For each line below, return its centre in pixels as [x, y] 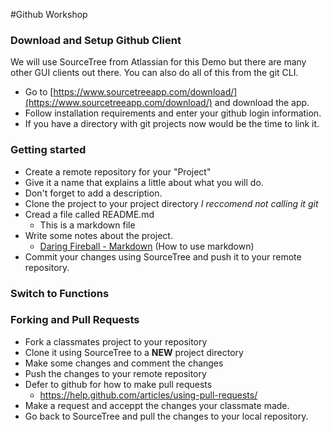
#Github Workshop [49, 14]
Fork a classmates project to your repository [116, 341]
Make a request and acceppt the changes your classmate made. [157, 405]
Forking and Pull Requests [75, 320]
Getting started [48, 150]
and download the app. [262, 103]
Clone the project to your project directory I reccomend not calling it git [171, 203]
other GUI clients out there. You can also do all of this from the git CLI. [154, 73]
